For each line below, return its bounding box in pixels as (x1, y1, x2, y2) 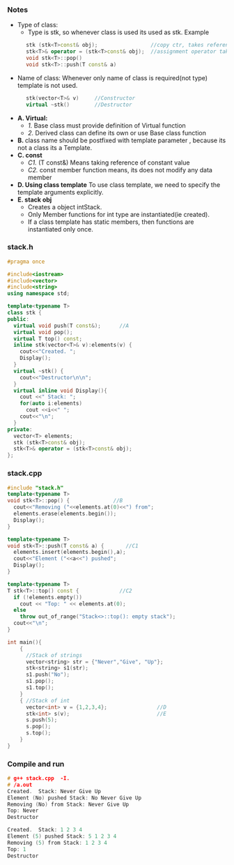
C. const (17, 151, 43, 159)
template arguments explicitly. (17, 188, 104, 196)
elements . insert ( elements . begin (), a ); (13, 549, 127, 556)
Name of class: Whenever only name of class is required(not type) (17, 73, 208, 82)
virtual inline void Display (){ (13, 387, 108, 394)
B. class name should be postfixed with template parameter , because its (17, 136, 226, 144)
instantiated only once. (27, 225, 94, 233)
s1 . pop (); (25, 678, 54, 685)
